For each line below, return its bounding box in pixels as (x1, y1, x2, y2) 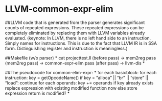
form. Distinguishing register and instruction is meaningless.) (5, 45, 128, 51)
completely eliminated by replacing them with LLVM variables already (5, 30, 145, 36)
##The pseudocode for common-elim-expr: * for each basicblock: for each (5, 69, 157, 75)
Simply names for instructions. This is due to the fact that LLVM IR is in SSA (5, 40, 157, 46)
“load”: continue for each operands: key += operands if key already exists (5, 80, 154, 86)
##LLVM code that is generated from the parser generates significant (5, 20, 145, 25)
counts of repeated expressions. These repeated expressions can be (5, 24, 144, 30)
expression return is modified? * (5, 90, 70, 96)
